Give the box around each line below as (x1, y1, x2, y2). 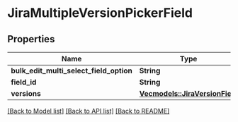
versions (11, 89, 41, 98)
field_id (11, 78, 37, 87)
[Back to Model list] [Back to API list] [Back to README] (7, 107, 170, 115)
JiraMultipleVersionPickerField (7, 5, 193, 21)
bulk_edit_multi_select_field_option (11, 66, 133, 75)
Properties (7, 33, 55, 45)
